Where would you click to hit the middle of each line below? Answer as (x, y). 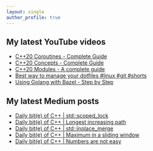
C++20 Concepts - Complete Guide (59, 63)
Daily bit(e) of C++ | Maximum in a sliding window (77, 135)
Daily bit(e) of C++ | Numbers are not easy (68, 141)
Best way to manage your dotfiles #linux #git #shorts (81, 75)
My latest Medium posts (53, 101)
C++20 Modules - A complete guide (60, 69)
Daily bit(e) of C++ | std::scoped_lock (62, 116)
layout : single (25, 12)
